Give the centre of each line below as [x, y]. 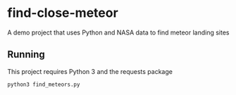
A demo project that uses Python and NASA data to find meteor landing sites [118, 32]
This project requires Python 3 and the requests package [90, 71]
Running [26, 55]
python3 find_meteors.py [44, 84]
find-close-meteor [63, 13]
